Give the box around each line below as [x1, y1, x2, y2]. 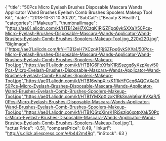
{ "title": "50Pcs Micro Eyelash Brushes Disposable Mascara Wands [5, 4, 143, 10]
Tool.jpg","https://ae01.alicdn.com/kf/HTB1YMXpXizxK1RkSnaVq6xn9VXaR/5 [5, 94, 161, 99]
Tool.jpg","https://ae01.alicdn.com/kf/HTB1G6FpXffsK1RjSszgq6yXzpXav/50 [5, 62, 159, 68]
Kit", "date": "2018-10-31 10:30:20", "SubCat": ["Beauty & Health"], [5, 15, 141, 20]
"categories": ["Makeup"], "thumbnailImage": [5, 20, 97, 26]
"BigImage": [5, 41, 30, 47]
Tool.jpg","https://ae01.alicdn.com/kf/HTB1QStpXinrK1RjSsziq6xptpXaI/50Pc [5, 109, 160, 115]
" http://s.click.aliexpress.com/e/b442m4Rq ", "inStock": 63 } [5, 131, 127, 136]
